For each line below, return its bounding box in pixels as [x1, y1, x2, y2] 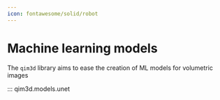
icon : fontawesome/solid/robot [7, 10, 98, 17]
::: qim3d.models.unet [7, 85, 71, 93]
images [7, 71, 29, 79]
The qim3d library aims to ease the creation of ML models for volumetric [7, 64, 213, 72]
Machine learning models [7, 40, 159, 56]
